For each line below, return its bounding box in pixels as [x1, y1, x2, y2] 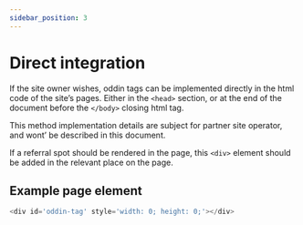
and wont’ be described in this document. [9, 129, 166, 140]
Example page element [9, 183, 143, 199]
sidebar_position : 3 [9, 13, 89, 23]
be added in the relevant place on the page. [9, 157, 173, 168]
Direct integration [9, 52, 146, 73]
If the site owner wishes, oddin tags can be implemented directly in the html [9, 83, 295, 94]
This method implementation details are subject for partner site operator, [9, 119, 283, 130]
